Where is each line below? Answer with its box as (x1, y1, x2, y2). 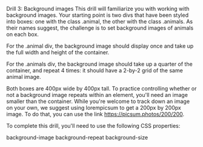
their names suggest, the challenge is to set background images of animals (6, 24, 194, 31)
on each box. (6, 31, 39, 38)
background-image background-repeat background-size (6, 134, 148, 141)
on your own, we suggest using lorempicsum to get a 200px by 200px (6, 104, 182, 111)
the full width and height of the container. (6, 49, 110, 56)
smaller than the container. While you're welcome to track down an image (6, 98, 190, 105)
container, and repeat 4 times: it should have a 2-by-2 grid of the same (6, 67, 183, 74)
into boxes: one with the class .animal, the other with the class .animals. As (6, 18, 193, 25)
